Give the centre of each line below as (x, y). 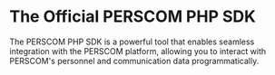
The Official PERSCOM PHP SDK (133, 17)
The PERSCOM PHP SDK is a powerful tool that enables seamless (132, 42)
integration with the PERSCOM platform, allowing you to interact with (138, 51)
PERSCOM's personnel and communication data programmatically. (134, 61)
